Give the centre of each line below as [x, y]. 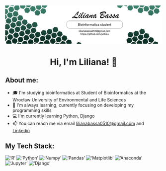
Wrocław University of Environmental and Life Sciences [69, 99]
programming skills [32, 110]
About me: [22, 80]
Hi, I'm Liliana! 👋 [83, 62]
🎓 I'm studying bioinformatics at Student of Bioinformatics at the [79, 92]
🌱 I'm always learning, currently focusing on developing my [73, 105]
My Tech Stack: [30, 146]
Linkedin [21, 130]
